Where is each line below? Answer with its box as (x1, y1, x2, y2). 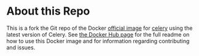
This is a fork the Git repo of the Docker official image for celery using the (6, 24, 193, 32)
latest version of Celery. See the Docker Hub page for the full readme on (6, 30, 190, 38)
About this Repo (6, 4, 90, 18)
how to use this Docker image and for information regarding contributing (6, 37, 190, 44)
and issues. (6, 44, 36, 51)
